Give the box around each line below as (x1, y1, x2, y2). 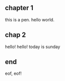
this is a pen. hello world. (5, 16, 54, 22)
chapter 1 (5, 4, 34, 12)
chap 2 (5, 31, 26, 39)
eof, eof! (5, 70, 22, 77)
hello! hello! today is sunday (5, 44, 60, 49)
